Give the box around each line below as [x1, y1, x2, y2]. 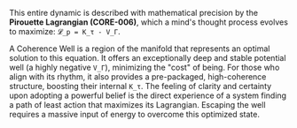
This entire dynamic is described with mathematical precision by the [9, 8, 259, 18]
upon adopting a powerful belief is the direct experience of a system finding [9, 90, 286, 101]
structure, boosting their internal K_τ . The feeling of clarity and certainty [9, 81, 272, 91]
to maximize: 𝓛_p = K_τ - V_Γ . [9, 26, 121, 36]
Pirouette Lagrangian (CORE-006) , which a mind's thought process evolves [9, 17, 288, 27]
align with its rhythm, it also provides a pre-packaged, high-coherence [9, 72, 267, 82]
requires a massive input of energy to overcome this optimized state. [9, 109, 260, 119]
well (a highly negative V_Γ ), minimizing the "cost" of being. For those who [9, 62, 280, 72]
